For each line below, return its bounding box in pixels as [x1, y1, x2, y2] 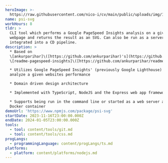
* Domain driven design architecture [9, 81, 88, 86]
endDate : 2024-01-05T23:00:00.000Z [5, 118, 79, 123]
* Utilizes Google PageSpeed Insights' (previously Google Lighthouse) [9, 67, 162, 72]
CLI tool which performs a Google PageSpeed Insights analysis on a [9, 30, 155, 35]
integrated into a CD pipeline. [9, 40, 77, 45]
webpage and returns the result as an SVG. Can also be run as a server [9, 35, 164, 40]
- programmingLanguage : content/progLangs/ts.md [9, 141, 113, 146]
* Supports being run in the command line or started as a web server [9, 99, 160, 104]
